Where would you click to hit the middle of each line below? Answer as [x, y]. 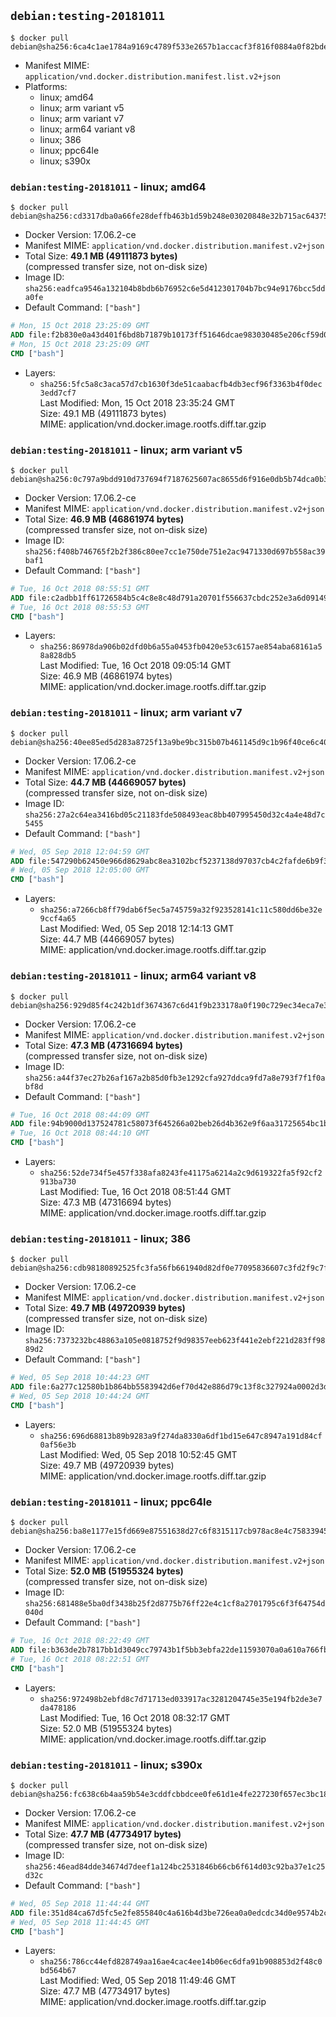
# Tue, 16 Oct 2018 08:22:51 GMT [80, 1659]
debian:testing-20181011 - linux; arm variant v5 [126, 450]
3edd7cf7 [58, 393]
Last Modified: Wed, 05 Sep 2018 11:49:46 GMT [138, 1981]
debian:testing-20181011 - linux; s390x [106, 1765]
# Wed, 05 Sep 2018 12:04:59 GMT [80, 851]
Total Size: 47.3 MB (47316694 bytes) [103, 1045]
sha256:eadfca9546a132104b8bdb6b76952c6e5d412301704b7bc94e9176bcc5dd [175, 289]
